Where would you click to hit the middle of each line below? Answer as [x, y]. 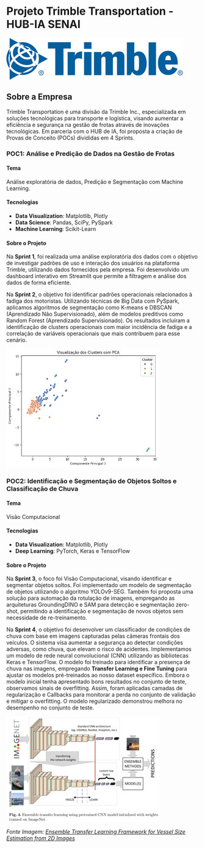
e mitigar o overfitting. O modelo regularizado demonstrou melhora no [94, 701]
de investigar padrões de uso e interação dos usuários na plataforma [93, 263]
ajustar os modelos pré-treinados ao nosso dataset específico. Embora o [98, 675]
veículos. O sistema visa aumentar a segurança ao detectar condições [95, 643]
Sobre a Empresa [39, 97]
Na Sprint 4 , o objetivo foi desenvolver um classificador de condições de [98, 630]
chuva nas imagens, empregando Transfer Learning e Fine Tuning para [97, 668]
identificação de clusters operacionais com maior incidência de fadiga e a [99, 327]
